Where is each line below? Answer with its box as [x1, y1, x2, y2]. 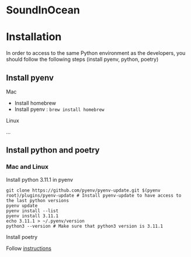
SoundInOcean [6, 4, 81, 17]
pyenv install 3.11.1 [6, 213, 59, 219]
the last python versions [6, 197, 69, 203]
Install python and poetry [6, 145, 100, 155]
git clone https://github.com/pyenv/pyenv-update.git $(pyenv [6, 187, 161, 193]
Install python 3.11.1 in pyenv [6, 176, 74, 183]
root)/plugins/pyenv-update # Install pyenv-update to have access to [6, 192, 182, 199]
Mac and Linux [6, 163, 48, 171]
